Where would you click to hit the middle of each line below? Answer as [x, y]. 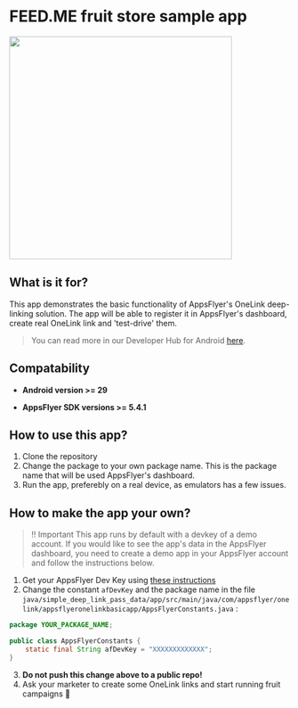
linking [21, 313]
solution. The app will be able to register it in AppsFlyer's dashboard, [161, 313]
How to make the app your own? [100, 513]
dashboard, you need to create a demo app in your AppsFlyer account [160, 554]
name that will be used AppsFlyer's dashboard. [109, 475]
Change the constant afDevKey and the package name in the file [139, 589]
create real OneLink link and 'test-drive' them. [93, 323]
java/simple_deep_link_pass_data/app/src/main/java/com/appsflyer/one [156, 600]
